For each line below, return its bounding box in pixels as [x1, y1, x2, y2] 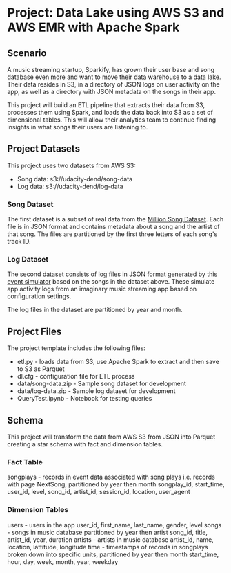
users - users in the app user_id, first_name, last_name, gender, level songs [7, 520, 222, 529]
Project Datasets [7, 143, 81, 155]
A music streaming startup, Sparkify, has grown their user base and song [7, 66, 215, 73]
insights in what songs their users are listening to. [7, 123, 148, 131]
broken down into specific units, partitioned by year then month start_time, [7, 550, 219, 558]
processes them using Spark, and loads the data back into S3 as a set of [7, 109, 214, 116]
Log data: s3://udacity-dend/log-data [17, 182, 123, 190]
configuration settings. [7, 292, 72, 300]
